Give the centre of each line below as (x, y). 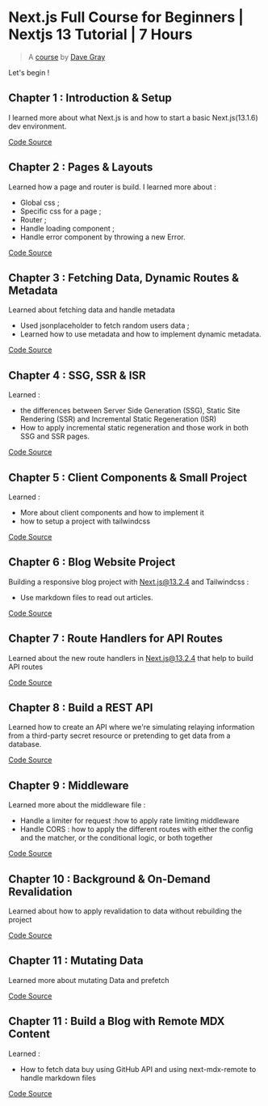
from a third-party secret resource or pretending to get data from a (119, 735)
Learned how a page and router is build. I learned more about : (112, 187)
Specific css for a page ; (61, 211)
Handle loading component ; (67, 228)
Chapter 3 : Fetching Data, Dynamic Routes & (124, 278)
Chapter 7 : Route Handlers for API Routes (116, 639)
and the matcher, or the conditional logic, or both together (116, 838)
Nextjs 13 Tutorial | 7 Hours (100, 34)
